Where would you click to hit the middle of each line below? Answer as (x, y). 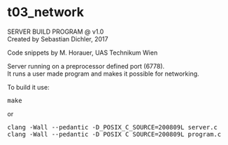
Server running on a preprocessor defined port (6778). (86, 66)
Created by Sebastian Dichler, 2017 (58, 39)
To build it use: (29, 87)
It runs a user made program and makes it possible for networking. (103, 74)
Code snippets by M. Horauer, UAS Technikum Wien (83, 53)
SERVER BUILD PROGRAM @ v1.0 (56, 32)
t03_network (46, 12)
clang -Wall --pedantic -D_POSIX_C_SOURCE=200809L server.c (113, 127)
